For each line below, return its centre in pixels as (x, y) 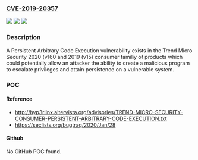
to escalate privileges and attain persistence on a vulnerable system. (90, 69)
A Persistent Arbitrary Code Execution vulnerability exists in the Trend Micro (99, 50)
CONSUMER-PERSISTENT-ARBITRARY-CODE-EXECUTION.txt (91, 118)
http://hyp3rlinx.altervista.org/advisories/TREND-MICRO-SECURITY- (99, 112)
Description (23, 37)
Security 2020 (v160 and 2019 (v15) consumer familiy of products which (95, 57)
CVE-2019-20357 (32, 8)
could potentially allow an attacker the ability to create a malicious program (98, 63)
